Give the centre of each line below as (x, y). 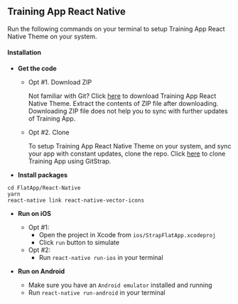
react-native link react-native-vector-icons (76, 201)
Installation (24, 53)
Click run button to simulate (79, 243)
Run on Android (41, 271)
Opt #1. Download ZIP (60, 82)
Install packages (43, 175)
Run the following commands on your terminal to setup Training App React (116, 28)
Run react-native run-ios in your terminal (101, 258)
